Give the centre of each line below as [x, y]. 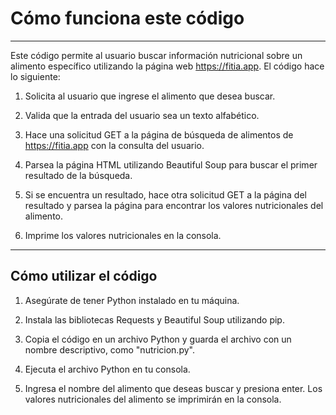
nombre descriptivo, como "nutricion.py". [109, 349]
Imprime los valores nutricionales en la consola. [123, 235]
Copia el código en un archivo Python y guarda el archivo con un [158, 339]
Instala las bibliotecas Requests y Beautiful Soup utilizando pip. [154, 319]
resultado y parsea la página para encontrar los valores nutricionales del [174, 205]
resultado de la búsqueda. [78, 175]
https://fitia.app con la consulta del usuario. [114, 145]
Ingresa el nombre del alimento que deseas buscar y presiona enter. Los [173, 388]
